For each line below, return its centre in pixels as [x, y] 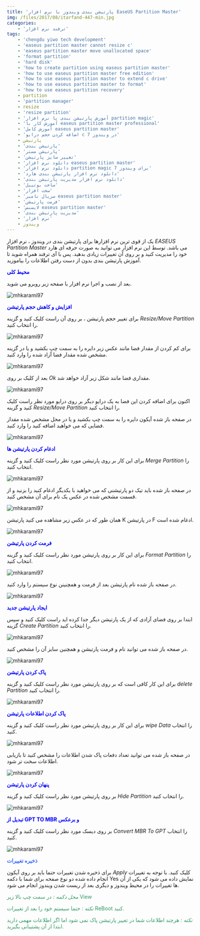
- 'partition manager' [46, 101]
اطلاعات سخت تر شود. [33, 761]
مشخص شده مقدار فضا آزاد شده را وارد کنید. [57, 354]
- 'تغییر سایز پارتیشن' [47, 157]
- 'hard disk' [35, 62]
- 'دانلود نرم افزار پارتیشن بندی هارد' [69, 174]
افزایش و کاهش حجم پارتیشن [40, 306]
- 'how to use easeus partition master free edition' [86, 73]
